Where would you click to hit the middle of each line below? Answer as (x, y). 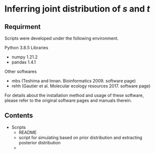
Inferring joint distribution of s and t (77, 9)
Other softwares (21, 71)
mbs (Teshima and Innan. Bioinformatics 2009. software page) (74, 81)
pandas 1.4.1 (24, 62)
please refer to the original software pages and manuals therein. (68, 100)
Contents (19, 116)
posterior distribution (40, 142)
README (28, 132)
